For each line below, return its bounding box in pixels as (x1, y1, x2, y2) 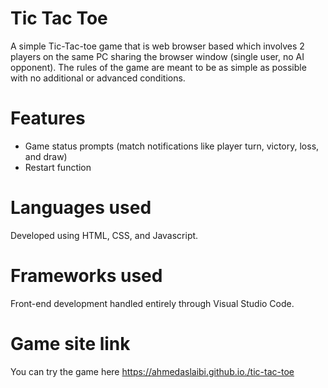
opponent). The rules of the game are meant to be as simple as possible (10, 61, 307, 73)
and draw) (24, 150, 68, 162)
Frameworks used (10, 265, 163, 287)
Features (10, 107, 86, 130)
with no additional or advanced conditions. (10, 72, 186, 84)
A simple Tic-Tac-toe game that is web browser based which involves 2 (10, 40, 305, 52)
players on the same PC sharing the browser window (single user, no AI (10, 50, 305, 62)
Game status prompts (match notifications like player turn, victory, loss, (24, 140, 320, 152)
